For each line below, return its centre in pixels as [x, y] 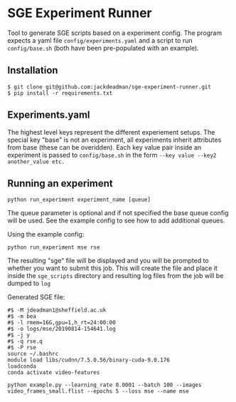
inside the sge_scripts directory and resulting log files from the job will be [116, 276]
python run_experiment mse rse [54, 247]
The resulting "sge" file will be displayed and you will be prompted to [108, 261]
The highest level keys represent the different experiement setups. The [111, 132]
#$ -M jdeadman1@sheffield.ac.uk [57, 310]
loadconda [22, 366]
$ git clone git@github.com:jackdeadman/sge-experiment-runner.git [109, 87]
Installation [33, 70]
